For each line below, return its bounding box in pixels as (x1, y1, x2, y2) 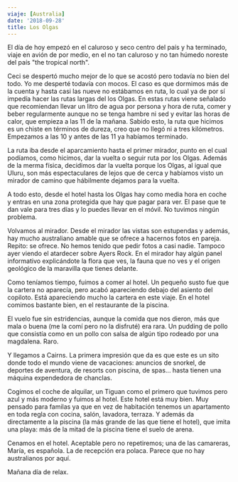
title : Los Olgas (7, 23, 59, 31)
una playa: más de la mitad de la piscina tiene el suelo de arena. (7, 425, 194, 434)
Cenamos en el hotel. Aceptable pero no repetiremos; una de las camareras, (7, 439, 231, 448)
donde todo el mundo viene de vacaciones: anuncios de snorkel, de (7, 358, 206, 367)
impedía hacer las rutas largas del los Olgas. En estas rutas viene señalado (7, 95, 226, 103)
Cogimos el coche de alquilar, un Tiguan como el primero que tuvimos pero (7, 387, 228, 396)
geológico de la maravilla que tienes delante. (7, 264, 139, 273)
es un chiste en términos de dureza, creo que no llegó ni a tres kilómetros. (7, 125, 225, 134)
